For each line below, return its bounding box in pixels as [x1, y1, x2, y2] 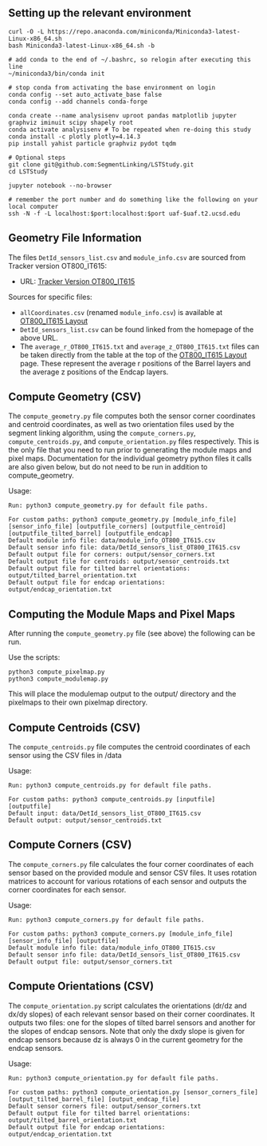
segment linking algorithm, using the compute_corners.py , [8, 428, 197, 438]
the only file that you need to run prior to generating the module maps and [8, 445, 252, 455]
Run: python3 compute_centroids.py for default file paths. [8, 781, 213, 790]
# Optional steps [8, 154, 66, 162]
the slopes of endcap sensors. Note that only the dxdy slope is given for [8, 1026, 245, 1036]
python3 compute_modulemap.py [8, 675, 109, 683]
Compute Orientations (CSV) [8, 980, 154, 993]
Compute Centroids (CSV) [8, 721, 141, 734]
